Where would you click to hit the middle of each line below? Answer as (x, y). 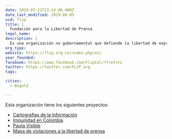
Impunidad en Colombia (38, 120)
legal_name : (18, 34)
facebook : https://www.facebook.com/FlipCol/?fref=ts (64, 62)
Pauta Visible (27, 125)
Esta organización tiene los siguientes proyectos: (57, 105)
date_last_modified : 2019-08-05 (40, 15)
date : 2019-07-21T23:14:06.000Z (40, 10)
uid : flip (16, 19)
